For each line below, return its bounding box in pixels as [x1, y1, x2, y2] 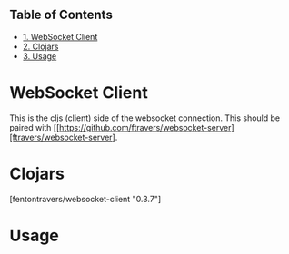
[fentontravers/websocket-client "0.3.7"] [9, 193, 162, 204]
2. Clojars [22, 41, 59, 52]
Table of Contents [9, 7, 114, 23]
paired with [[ [9, 122, 60, 132]
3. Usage [22, 50, 57, 62]
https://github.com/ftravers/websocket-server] [58, 122, 234, 132]
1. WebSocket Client [22, 31, 98, 42]
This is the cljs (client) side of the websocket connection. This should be [9, 112, 281, 123]
